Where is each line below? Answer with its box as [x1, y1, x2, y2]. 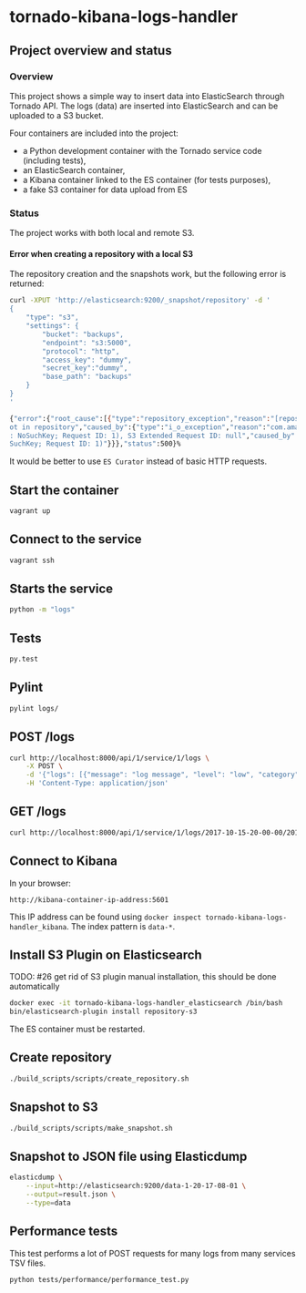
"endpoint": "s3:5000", [42, 338, 132, 347]
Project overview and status [9, 43, 172, 58]
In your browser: [9, 877, 71, 888]
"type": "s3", [25, 313, 79, 323]
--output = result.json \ [25, 1190, 117, 1199]
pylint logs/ [9, 703, 59, 713]
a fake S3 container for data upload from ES [22, 184, 189, 195]
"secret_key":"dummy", [42, 364, 128, 373]
